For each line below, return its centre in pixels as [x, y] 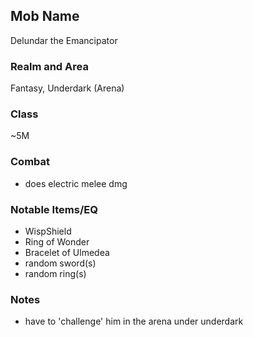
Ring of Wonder [57, 242]
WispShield [48, 231]
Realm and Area [49, 66]
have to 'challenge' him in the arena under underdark [134, 321]
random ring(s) [55, 273]
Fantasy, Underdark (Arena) [67, 88]
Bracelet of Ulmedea [67, 252]
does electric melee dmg [76, 183]
